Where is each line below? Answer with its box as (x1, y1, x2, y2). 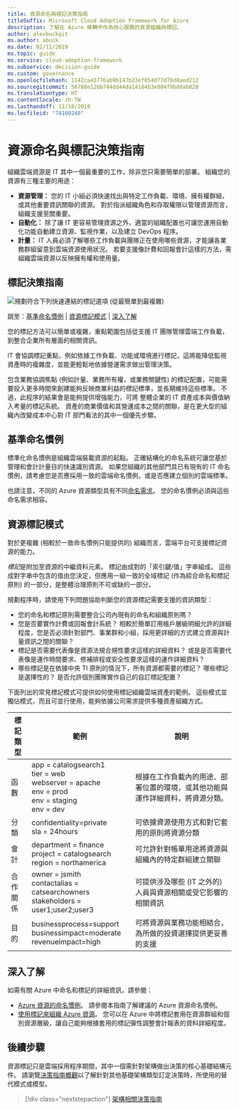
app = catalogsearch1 (31, 760, 105, 770)
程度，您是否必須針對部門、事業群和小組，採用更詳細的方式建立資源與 (17, 628, 224, 637)
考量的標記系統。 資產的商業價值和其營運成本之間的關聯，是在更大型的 (13, 401, 221, 410)
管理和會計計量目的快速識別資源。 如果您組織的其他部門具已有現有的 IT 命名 (7, 462, 230, 471)
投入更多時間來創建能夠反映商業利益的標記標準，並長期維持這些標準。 (13, 384, 219, 392)
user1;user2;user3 (31, 905, 94, 915)
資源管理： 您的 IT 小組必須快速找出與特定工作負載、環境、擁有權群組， (17, 191, 229, 200)
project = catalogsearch (31, 849, 112, 859)
